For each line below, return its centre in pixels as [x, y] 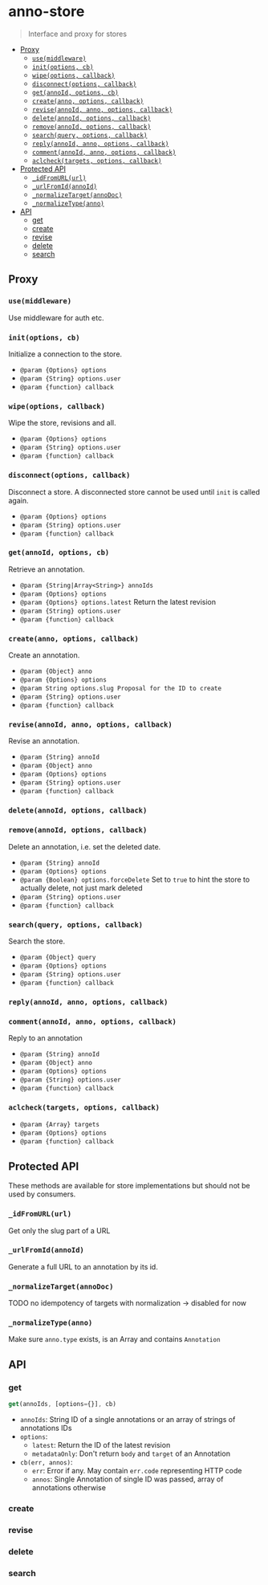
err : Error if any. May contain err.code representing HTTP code [137, 1471]
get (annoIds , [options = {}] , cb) [62, 1404]
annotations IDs [46, 1428]
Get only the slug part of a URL [59, 1230]
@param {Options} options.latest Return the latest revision [118, 601]
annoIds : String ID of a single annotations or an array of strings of [128, 1419]
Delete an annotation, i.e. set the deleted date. [85, 846]
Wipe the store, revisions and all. [62, 423]
